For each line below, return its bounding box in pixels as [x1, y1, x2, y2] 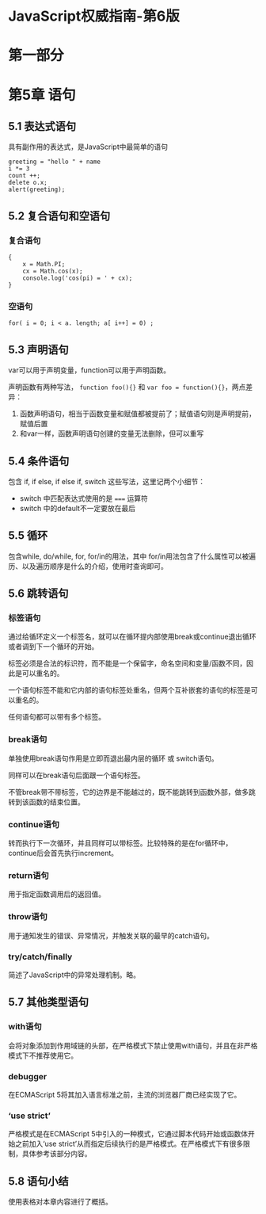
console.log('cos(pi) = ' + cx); [22, 274, 133, 282]
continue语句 [8, 819, 60, 830]
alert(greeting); [8, 185, 66, 194]
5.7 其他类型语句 [8, 995, 89, 1009]
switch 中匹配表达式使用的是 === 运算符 [19, 493, 149, 503]
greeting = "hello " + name [8, 158, 101, 166]
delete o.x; [8, 179, 47, 187]
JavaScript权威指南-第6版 [8, 7, 180, 25]
